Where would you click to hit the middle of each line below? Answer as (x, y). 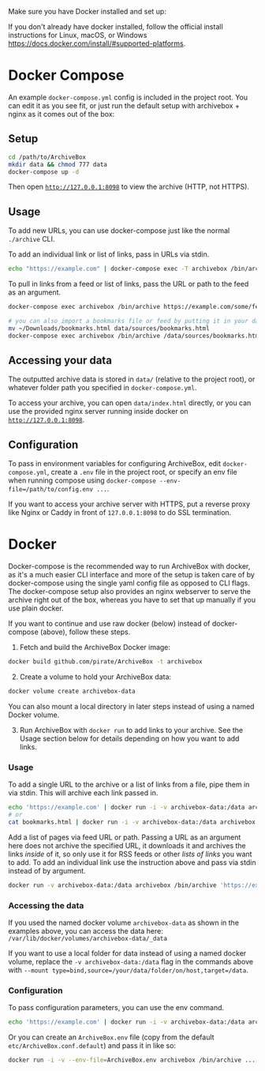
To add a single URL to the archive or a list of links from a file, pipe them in (129, 784)
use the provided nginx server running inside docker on (98, 411)
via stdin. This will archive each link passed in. (83, 793)
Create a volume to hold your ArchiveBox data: (95, 677)
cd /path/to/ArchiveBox (47, 157)
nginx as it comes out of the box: (62, 114)
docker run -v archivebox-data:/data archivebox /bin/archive (112, 885)
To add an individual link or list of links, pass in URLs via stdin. (109, 254)
